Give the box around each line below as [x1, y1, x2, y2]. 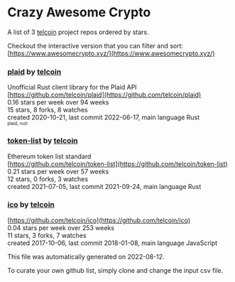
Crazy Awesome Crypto [7, 4, 151, 21]
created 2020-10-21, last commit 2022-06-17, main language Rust [7, 113, 200, 121]
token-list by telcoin [7, 136, 78, 146]
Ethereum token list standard [7, 152, 92, 161]
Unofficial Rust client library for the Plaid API [7, 83, 137, 92]
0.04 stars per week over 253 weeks [7, 223, 115, 232]
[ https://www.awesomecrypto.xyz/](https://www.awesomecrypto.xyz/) [7, 49, 215, 58]
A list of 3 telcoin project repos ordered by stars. [7, 28, 149, 36]
